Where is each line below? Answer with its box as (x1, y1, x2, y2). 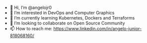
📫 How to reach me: (9, 26, 53, 31)
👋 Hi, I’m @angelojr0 (9, 5, 52, 10)
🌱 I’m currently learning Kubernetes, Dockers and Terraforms (9, 15, 135, 21)
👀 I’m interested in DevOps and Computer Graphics (9, 10, 115, 16)
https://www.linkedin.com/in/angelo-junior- (53, 26, 142, 31)
